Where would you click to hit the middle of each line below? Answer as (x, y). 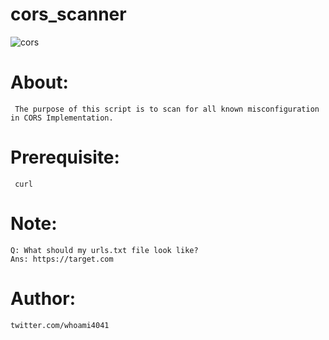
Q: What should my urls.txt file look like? (104, 250)
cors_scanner (68, 14)
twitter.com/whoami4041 (60, 325)
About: (39, 82)
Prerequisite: (65, 157)
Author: (43, 298)
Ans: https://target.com (62, 259)
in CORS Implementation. (62, 118)
